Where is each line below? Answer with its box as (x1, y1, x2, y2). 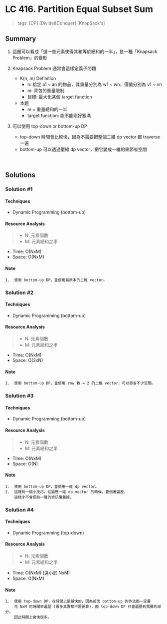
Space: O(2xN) (12, 357, 43, 363)
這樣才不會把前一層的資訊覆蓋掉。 (14, 494, 74, 499)
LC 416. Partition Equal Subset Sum (5, 3, 154, 15)
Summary (5, 34, 36, 43)
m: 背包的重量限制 (27, 87, 65, 93)
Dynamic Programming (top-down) (12, 529, 84, 535)
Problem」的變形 (12, 54, 47, 60)
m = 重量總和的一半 (27, 106, 67, 112)
